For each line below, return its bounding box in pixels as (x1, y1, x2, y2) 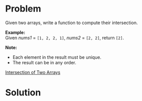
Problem (5, 3, 41, 15)
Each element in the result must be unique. (12, 54, 102, 60)
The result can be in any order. (12, 59, 77, 65)
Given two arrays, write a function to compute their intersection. (5, 20, 138, 26)
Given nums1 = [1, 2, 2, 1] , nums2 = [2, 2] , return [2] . (5, 35, 124, 41)
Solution (5, 87, 41, 98)
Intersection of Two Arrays (5, 69, 60, 75)
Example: (5, 29, 26, 35)
